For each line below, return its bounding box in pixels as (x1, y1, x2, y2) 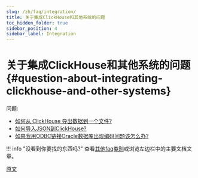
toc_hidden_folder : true (6, 20, 68, 26)
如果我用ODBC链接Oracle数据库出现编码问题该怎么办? (14, 133, 149, 140)
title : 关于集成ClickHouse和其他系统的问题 (6, 14, 106, 20)
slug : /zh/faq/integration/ (6, 8, 77, 15)
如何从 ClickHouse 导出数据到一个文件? (14, 118, 112, 125)
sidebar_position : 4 (6, 25, 58, 32)
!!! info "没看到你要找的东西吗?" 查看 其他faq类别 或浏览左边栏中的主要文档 (6, 145, 187, 152)
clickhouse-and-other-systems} (6, 84, 172, 98)
